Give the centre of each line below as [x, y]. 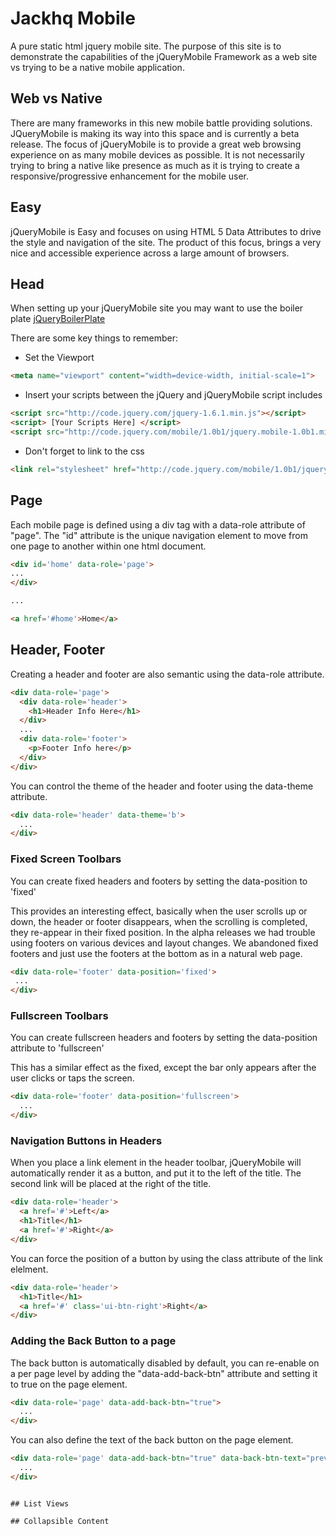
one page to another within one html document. [108, 546]
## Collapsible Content [60, 1521]
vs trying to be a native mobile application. [97, 67]
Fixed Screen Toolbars [66, 859]
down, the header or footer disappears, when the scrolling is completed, [159, 921]
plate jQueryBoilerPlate [58, 319]
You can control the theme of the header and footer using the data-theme [162, 786]
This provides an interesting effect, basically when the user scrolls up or [159, 911]
